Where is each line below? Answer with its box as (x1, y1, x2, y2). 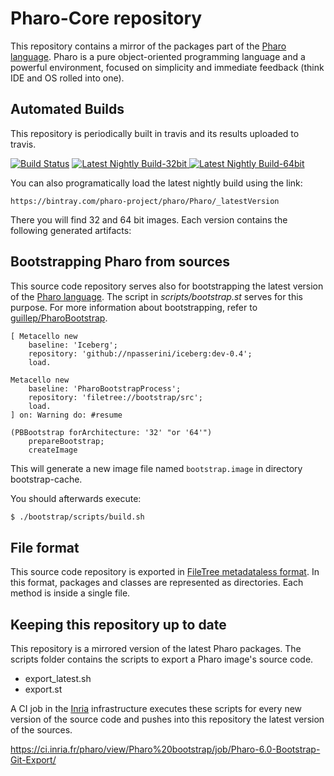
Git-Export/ (10, 754, 57, 766)
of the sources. (10, 724, 73, 736)
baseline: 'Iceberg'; (28, 340, 118, 350)
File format (10, 539, 80, 556)
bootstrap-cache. (10, 473, 83, 485)
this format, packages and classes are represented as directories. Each (10, 577, 304, 589)
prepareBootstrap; (28, 436, 105, 446)
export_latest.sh (24, 673, 92, 685)
